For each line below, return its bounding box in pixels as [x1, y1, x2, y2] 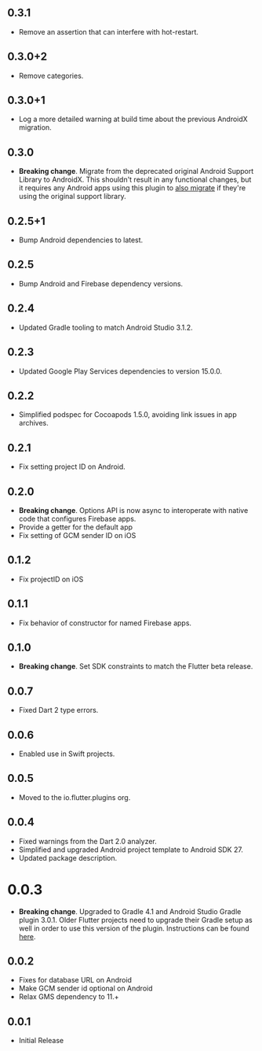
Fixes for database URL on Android [18, 975, 133, 985]
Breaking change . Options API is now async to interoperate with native [18, 505, 249, 514]
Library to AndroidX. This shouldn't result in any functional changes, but [18, 175, 252, 184]
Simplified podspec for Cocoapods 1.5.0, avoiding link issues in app [18, 410, 237, 419]
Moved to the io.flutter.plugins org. [18, 792, 131, 802]
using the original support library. [18, 192, 126, 201]
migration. [18, 123, 52, 132]
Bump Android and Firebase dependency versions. [18, 278, 184, 288]
